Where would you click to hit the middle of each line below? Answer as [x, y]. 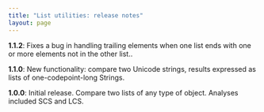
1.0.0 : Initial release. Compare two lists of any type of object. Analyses [124, 92]
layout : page [30, 23]
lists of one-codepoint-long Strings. [67, 77]
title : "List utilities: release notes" [76, 15]
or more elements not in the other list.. [71, 54]
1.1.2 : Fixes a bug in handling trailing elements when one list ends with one [130, 45]
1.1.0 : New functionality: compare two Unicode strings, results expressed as [132, 69]
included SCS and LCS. [46, 101]
